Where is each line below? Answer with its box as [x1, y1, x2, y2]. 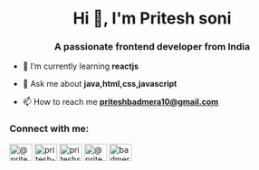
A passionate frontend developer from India [53, 41, 251, 53]
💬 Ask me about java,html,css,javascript [22, 79, 177, 90]
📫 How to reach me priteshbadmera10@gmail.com [22, 97, 219, 108]
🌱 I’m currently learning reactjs [22, 61, 139, 71]
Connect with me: [9, 122, 90, 135]
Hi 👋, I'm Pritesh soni [72, 8, 232, 29]
